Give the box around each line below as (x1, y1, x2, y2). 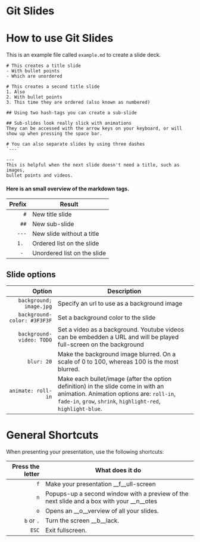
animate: (9, 387, 34, 395)
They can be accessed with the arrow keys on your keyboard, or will (6, 125, 183, 132)
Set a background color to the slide (57, 313, 156, 322)
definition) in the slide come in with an (57, 382, 164, 390)
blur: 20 (27, 358, 52, 365)
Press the (11, 463, 40, 471)
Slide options (6, 269, 57, 279)
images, (6, 167, 26, 174)
